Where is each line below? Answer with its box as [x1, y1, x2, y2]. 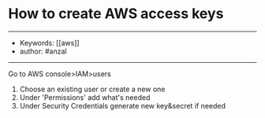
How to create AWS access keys [8, 5, 224, 23]
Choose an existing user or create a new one [19, 84, 166, 94]
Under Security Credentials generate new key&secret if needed [19, 101, 226, 110]
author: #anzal [19, 46, 67, 56]
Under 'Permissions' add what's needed [19, 92, 151, 102]
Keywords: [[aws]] [19, 38, 80, 47]
